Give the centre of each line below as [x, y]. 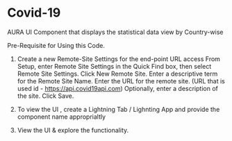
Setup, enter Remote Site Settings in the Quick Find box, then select [114, 66]
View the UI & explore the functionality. [73, 130]
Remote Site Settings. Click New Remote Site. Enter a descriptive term [117, 74]
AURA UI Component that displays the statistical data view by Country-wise [115, 32]
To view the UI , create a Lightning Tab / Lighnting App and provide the [118, 109]
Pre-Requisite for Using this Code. [56, 45]
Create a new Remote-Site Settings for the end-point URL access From [119, 59]
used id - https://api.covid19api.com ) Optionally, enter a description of [118, 88]
